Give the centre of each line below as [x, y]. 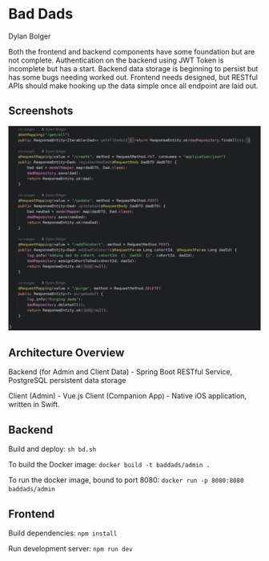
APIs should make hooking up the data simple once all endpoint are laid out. [133, 86]
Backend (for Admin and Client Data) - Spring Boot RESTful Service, [120, 372]
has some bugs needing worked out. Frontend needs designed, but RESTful [133, 77]
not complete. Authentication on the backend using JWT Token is [116, 60]
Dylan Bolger [30, 36]
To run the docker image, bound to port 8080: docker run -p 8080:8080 [126, 480]
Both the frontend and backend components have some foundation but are [132, 51]
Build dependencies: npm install [63, 533]
